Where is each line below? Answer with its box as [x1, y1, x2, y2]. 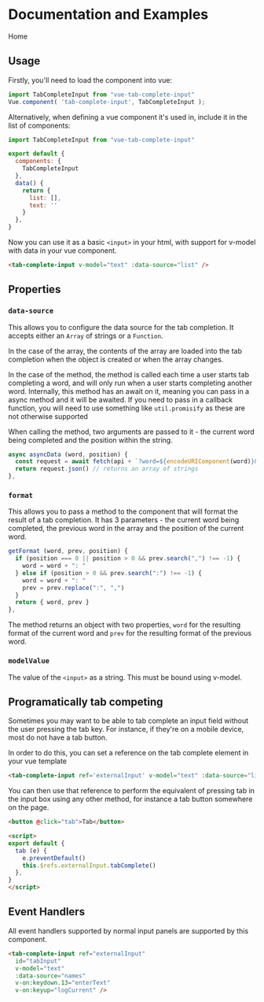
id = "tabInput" [15, 957, 61, 965]
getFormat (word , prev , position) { [8, 547, 128, 555]
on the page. [8, 803, 49, 812]
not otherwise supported [8, 411, 89, 421]
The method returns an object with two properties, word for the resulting [8, 620, 241, 629]
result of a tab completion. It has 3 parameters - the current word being [8, 515, 240, 525]
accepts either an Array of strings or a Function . [8, 331, 163, 340]
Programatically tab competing [8, 695, 163, 708]
